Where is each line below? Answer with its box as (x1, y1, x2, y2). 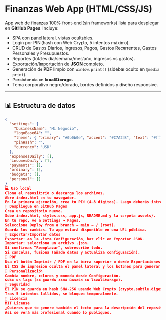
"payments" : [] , (9, 163, 43, 168)
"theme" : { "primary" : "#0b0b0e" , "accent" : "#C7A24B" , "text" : (14, 135, 149, 140)
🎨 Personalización (5, 268, 43, 274)
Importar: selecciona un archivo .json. (5, 241, 90, 246)
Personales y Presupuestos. (12, 50, 70, 56)
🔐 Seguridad (5, 282, 30, 287)
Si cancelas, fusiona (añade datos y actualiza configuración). (5, 250, 140, 255)
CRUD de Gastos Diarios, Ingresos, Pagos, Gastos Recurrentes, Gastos (12, 45, 157, 51)
